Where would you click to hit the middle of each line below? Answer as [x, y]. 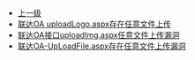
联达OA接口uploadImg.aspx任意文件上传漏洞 [98, 35]
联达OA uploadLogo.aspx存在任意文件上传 [94, 24]
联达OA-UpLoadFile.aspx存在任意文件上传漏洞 [101, 46]
